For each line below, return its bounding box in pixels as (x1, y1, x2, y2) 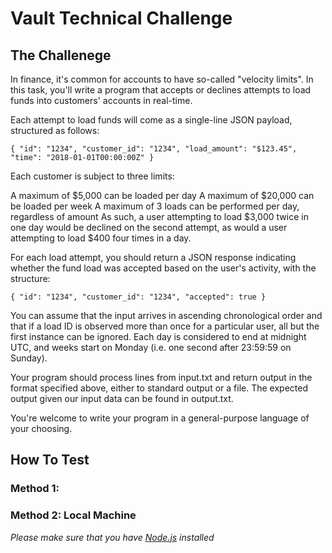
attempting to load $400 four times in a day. (10, 232, 192, 244)
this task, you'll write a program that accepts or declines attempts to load (10, 84, 312, 96)
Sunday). (10, 352, 48, 364)
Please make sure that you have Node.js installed (10, 531, 215, 543)
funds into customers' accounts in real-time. (10, 95, 193, 106)
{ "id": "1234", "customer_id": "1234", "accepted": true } (10, 292, 267, 302)
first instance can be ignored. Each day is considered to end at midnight (10, 331, 307, 342)
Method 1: (10, 482, 60, 496)
